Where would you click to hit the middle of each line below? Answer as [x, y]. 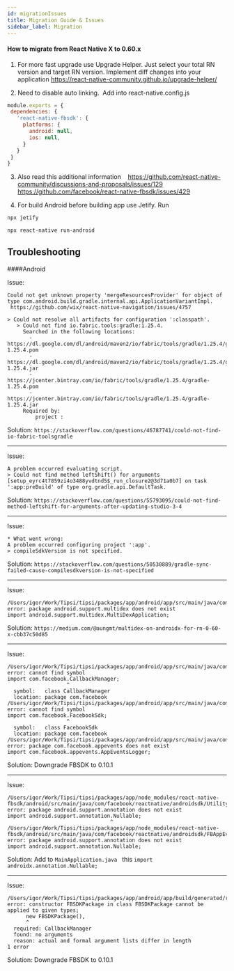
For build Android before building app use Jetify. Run [93, 205]
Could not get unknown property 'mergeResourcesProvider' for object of [115, 295]
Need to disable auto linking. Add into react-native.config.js [103, 93]
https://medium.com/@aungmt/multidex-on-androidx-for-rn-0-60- [127, 628]
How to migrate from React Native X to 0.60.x [74, 49]
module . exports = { [36, 105]
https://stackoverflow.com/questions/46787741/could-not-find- [127, 430]
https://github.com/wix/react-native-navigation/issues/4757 [101, 307]
